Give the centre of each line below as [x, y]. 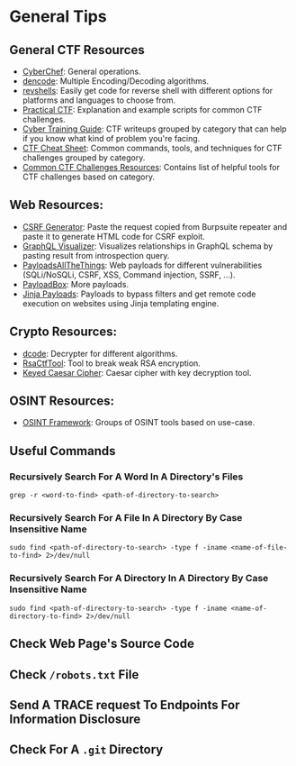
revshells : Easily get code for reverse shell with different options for [148, 91]
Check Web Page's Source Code [102, 644]
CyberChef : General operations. [81, 71]
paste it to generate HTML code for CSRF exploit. [113, 236]
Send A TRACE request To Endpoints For [125, 705]
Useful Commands [63, 451]
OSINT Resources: [62, 401]
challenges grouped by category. [84, 158]
